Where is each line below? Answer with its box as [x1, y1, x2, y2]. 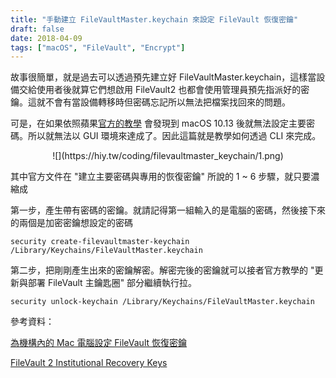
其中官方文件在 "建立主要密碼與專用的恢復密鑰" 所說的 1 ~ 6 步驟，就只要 [10, 171, 312, 183]
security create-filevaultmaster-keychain [10, 237, 190, 247]
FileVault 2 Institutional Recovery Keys [10, 357, 168, 369]
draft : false [10, 24, 65, 34]
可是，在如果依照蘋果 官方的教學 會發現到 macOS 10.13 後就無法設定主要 [10, 117, 307, 130]
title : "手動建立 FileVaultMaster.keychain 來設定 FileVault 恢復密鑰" [10, 14, 299, 25]
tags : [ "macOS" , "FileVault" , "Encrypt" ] [10, 42, 186, 53]
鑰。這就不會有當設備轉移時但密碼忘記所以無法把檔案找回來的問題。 [10, 96, 291, 108]
